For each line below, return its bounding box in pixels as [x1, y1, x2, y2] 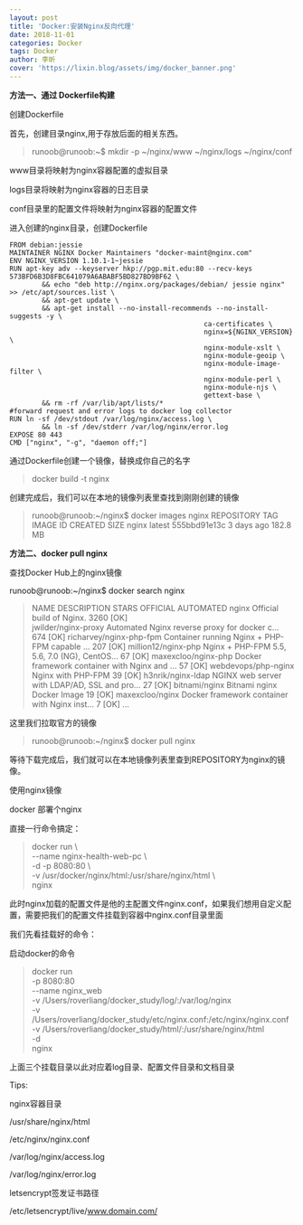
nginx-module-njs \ [203, 382, 278, 391]
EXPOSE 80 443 [9, 430, 63, 439]
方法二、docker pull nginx [9, 548, 109, 559]
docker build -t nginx [31, 473, 110, 484]
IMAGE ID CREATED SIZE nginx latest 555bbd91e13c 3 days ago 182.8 [31, 519, 292, 530]
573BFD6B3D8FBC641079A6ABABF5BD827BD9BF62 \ [9, 272, 180, 281]
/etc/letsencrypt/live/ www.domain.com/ [9, 1205, 158, 1216]
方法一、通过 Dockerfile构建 [9, 90, 115, 100]
